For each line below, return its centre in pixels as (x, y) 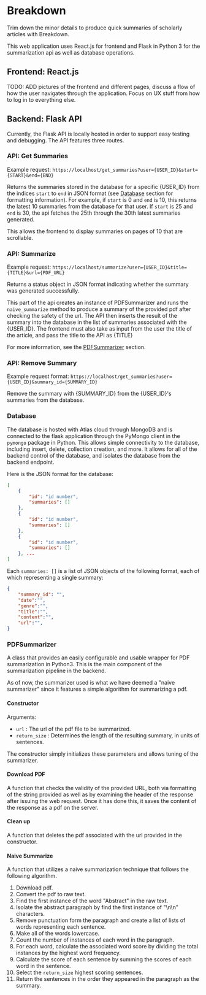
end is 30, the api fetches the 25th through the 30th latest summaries (94, 213)
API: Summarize (31, 253)
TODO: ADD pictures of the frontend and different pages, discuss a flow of (101, 86)
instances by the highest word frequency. (68, 953)
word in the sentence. (43, 966)
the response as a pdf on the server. (53, 807)
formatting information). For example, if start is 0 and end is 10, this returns (102, 199)
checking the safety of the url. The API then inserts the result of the (92, 316)
